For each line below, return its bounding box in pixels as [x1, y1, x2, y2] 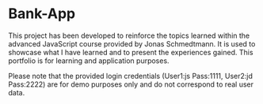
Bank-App [8, 5, 76, 23]
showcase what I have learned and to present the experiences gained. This [8, 47, 253, 57]
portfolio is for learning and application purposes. [8, 56, 170, 65]
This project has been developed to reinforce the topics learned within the [8, 31, 250, 40]
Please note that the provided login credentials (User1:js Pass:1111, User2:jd [8, 71, 253, 80]
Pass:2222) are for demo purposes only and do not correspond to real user [8, 80, 253, 89]
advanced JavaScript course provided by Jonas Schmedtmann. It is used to [8, 39, 256, 48]
